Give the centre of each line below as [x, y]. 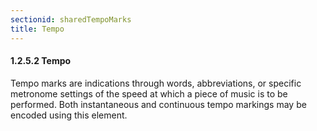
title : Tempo [37, 29]
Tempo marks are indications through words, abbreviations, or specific [156, 83]
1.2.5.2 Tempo [41, 61]
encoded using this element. [69, 115]
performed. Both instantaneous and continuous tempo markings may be [158, 104]
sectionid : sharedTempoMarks [71, 19]
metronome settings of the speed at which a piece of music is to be [149, 93]
